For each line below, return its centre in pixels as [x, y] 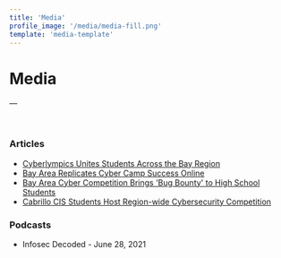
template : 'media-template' [62, 34]
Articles [27, 144]
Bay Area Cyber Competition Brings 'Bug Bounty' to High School [141, 182]
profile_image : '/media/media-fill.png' [86, 26]
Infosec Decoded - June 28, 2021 [84, 244]
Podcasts [30, 225]
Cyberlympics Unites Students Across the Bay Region [121, 163]
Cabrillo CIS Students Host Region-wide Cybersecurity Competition [146, 202]
